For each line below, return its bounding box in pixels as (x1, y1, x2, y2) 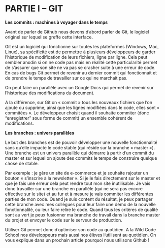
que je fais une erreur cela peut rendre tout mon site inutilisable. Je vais (5, 180, 151, 186)
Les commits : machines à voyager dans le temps (5, 19, 108, 25)
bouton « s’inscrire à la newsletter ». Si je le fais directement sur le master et (5, 175, 160, 181)
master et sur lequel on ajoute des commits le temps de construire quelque (5, 155, 158, 161)
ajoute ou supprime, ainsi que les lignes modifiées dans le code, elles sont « (5, 105, 160, 110)
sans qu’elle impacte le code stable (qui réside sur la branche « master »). (5, 144, 155, 150)
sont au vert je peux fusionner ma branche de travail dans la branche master (5, 212, 160, 217)
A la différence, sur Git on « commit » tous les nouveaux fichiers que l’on (5, 99, 153, 105)
